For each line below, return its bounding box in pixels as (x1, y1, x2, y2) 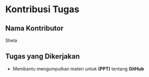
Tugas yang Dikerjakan (5, 52, 80, 61)
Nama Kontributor (5, 24, 64, 33)
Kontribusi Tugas (5, 4, 80, 15)
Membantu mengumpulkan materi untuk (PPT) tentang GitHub (12, 65, 144, 72)
